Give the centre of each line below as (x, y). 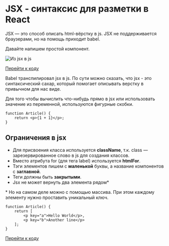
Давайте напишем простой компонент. (48, 49)
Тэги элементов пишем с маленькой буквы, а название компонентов (88, 166)
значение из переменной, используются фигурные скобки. (69, 104)
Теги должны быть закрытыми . (47, 177)
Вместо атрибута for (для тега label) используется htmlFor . (76, 160)
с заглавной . (27, 171)
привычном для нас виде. (33, 89)
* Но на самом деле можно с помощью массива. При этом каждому (80, 192)
